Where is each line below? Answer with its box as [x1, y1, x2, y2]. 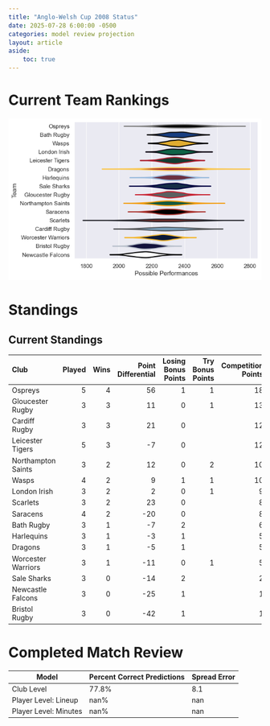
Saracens [11, 509, 43, 518]
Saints [11, 464, 33, 474]
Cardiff [11, 416, 35, 426]
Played [63, 365, 87, 374]
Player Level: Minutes [11, 707, 83, 716]
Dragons [11, 542, 40, 552]
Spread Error [191, 672, 235, 682]
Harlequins [11, 531, 48, 541]
